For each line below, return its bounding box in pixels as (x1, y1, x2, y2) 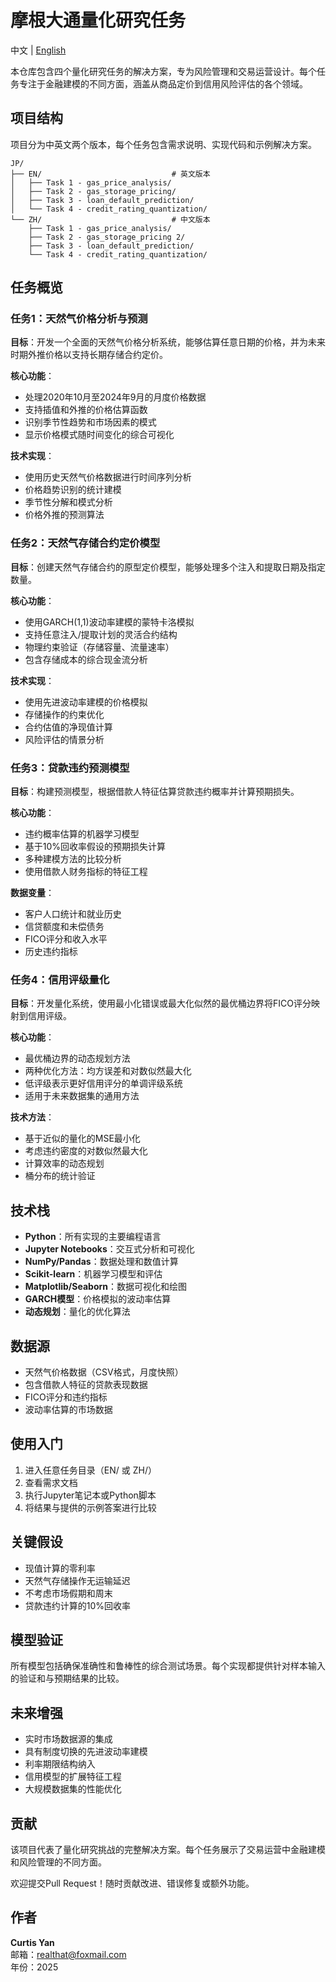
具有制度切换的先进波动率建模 (24, 1746, 148, 1758)
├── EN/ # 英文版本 (10, 169, 211, 179)
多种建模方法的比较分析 (24, 853, 122, 865)
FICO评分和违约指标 (24, 1391, 108, 1403)
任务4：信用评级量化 (10, 972, 110, 986)
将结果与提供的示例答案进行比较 (24, 1501, 157, 1513)
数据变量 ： (10, 887, 55, 899)
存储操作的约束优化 (24, 708, 105, 720)
